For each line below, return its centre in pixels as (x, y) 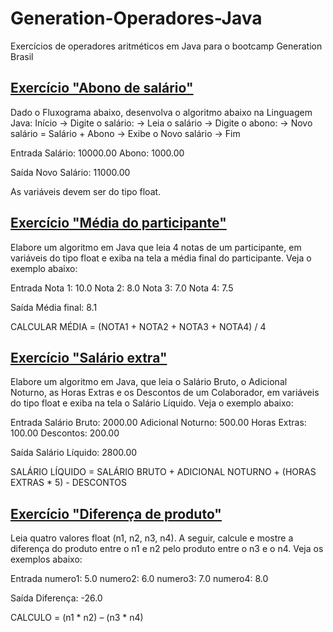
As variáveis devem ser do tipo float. (86, 191)
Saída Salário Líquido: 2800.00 (74, 453)
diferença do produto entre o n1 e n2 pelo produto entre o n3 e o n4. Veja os (167, 549)
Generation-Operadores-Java (136, 18)
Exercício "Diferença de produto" (116, 513)
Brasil (22, 56)
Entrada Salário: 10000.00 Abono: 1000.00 (97, 153)
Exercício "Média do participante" (118, 223)
